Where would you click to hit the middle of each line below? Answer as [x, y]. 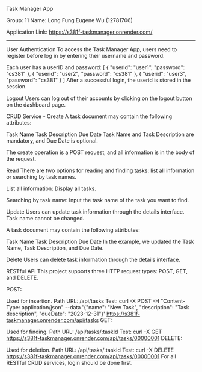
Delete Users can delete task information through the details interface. [93, 259]
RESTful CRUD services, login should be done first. [69, 363]
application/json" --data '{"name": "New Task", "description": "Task [105, 307]
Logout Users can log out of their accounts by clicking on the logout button [99, 98]
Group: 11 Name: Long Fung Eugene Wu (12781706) [70, 20]
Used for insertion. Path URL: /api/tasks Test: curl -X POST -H [83, 301]
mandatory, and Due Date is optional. [52, 141]
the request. [21, 159]
